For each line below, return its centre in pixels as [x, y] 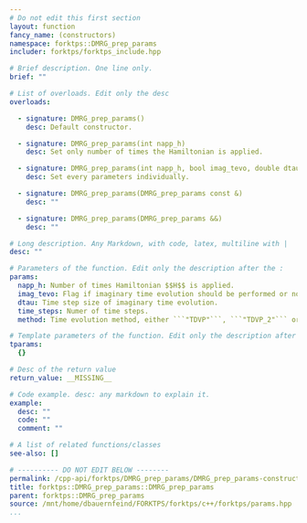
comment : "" [41, 429]
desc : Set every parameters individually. [108, 177]
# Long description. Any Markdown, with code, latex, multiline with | [148, 243]
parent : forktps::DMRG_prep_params [77, 496]
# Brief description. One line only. [81, 69]
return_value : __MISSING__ [61, 378]
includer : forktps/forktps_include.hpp [85, 52]
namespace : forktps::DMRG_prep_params [83, 43]
